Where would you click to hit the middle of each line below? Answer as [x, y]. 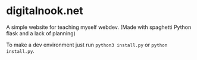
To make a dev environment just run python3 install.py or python [87, 45]
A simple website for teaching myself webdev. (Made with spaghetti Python [99, 27]
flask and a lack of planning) [41, 33]
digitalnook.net [45, 11]
